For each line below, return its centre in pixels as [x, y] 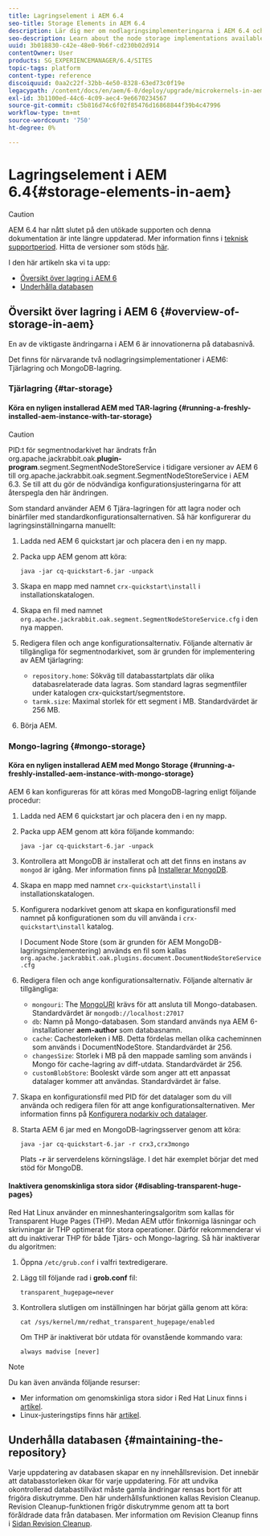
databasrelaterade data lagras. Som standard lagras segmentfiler [139, 684]
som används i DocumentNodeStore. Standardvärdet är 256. [132, 1047]
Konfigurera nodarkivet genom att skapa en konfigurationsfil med [128, 909]
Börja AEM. [39, 725]
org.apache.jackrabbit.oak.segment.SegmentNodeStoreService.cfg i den [139, 618]
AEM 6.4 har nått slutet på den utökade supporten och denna [110, 229]
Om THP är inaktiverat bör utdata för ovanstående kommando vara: [131, 1337]
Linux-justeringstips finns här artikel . [81, 1415]
